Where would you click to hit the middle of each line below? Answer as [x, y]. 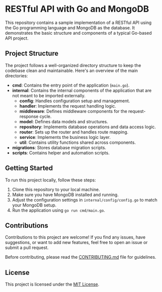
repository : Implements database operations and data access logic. [88, 127]
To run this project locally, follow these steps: [51, 180]
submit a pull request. [27, 247]
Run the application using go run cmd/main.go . [59, 210]
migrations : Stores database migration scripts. [59, 147]
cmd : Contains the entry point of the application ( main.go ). [71, 85]
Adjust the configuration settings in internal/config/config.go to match [85, 200]
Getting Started [29, 168]
